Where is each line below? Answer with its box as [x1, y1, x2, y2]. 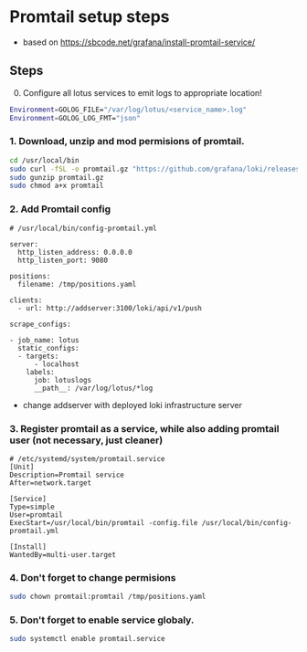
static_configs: [17, 343, 79, 352]
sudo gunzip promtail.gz [9, 173, 104, 182]
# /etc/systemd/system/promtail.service [9, 454, 166, 463]
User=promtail [9, 510, 64, 520]
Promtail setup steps [9, 6, 171, 27]
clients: [9, 295, 43, 305]
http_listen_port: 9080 [17, 256, 108, 265]
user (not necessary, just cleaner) [9, 434, 164, 447]
